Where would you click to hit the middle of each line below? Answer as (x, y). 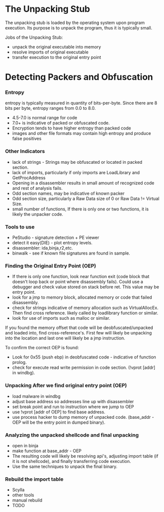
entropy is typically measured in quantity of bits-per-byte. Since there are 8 (81, 103)
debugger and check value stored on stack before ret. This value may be (85, 287)
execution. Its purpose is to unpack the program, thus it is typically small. (79, 27)
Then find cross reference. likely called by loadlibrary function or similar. (85, 313)
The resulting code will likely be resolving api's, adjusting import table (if (85, 456)
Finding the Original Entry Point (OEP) (51, 266)
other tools (23, 495)
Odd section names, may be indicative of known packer (68, 193)
